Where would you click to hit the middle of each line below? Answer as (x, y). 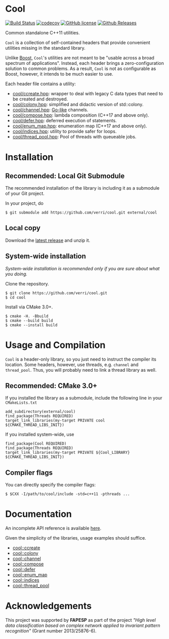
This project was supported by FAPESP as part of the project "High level (80, 620)
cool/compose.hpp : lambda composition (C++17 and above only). (81, 115)
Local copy (23, 228)
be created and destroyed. (40, 99)
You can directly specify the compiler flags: (51, 485)
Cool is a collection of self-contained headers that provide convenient (78, 42)
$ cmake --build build (29, 321)
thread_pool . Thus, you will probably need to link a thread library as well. (81, 370)
